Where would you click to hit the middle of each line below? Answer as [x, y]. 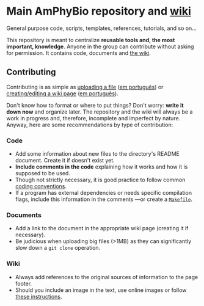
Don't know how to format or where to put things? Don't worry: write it [95, 105]
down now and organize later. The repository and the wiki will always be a [100, 112]
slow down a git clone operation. [58, 248]
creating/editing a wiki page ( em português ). [63, 93]
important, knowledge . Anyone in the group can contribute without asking [100, 46]
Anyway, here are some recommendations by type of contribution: [90, 125]
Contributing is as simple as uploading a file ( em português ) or [85, 87]
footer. [24, 283]
